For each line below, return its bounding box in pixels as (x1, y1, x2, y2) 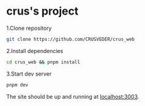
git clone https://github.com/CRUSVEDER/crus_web (6, 36, 135, 42)
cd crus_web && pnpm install (6, 59, 80, 65)
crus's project (6, 4, 79, 18)
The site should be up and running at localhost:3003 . (6, 93, 140, 100)
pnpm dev (6, 82, 29, 88)
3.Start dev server (6, 70, 52, 77)
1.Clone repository (6, 24, 52, 32)
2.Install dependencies (6, 47, 63, 54)
